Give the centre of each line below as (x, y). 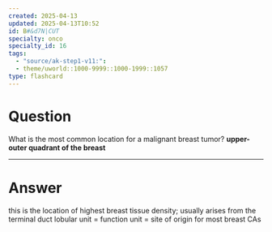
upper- (238, 139)
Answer (35, 188)
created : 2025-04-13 (43, 16)
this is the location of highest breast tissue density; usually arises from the (132, 210)
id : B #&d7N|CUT (34, 31)
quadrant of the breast (67, 148)
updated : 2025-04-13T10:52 (54, 24)
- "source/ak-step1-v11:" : (61, 62)
